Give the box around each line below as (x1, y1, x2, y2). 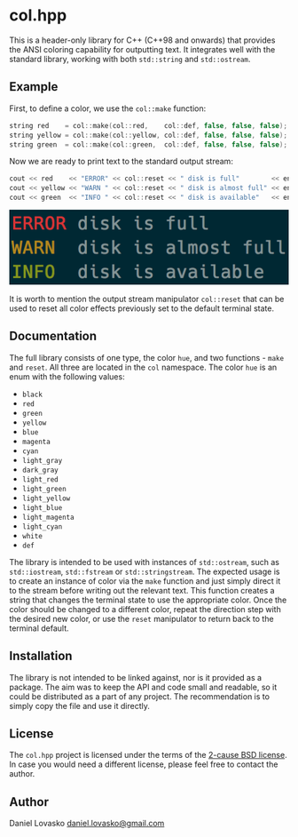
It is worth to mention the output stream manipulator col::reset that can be (9, 293, 285, 304)
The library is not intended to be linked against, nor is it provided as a (9, 672, 263, 682)
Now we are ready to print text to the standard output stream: (9, 156, 233, 167)
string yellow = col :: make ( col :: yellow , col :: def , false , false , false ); (9, 131, 288, 139)
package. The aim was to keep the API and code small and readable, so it (9, 682, 278, 692)
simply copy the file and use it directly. (9, 700, 151, 711)
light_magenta (21, 513, 74, 522)
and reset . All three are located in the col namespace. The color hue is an (9, 362, 278, 372)
